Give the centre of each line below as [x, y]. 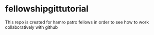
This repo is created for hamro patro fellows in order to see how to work [77, 22]
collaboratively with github [32, 27]
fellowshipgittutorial [47, 9]
